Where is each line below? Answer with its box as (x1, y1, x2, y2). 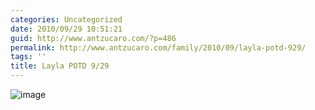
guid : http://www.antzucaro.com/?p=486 (10, 33, 177, 43)
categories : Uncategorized (10, 14, 123, 25)
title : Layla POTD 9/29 (10, 61, 110, 71)
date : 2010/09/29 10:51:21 (10, 24, 123, 34)
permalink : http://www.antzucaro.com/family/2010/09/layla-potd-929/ (10, 42, 307, 53)
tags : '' (10, 52, 47, 62)
